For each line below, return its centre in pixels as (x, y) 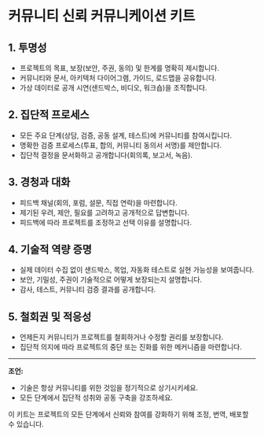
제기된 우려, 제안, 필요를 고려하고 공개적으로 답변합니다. (104, 212)
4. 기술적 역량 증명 (50, 250)
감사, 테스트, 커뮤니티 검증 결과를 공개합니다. (88, 290)
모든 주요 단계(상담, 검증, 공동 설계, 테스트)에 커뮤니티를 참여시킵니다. (126, 135)
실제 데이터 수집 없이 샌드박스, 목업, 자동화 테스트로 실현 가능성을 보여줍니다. (137, 270)
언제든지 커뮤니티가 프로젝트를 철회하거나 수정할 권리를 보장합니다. (121, 337)
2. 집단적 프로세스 (49, 115)
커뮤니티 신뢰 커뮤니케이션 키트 (102, 16)
